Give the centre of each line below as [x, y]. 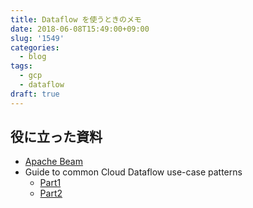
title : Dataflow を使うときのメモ [76, 19]
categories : [35, 47]
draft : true [35, 94]
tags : [21, 66]
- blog [33, 57]
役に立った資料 [56, 137]
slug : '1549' [37, 38]
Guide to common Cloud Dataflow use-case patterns [133, 172]
